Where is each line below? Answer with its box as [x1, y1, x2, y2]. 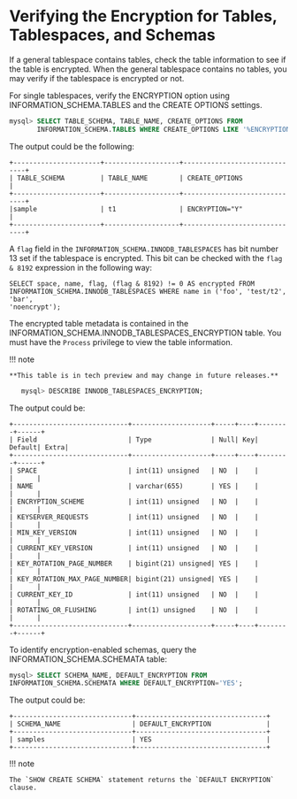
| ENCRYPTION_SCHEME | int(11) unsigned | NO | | [9, 497, 259, 506]
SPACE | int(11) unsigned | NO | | [17, 466, 259, 475]
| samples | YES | [9, 735, 271, 744]
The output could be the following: [9, 141, 135, 151]
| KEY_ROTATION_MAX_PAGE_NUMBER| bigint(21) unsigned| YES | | [9, 574, 259, 583]
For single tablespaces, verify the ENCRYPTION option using [9, 90, 230, 101]
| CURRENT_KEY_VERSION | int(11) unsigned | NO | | [9, 543, 259, 552]
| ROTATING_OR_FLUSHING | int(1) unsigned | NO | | [9, 605, 259, 614]
